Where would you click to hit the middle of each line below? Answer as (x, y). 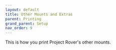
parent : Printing (23, 19)
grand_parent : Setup (27, 24)
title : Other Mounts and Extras (39, 14)
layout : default (22, 10)
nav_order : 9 (19, 28)
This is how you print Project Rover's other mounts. (58, 42)
